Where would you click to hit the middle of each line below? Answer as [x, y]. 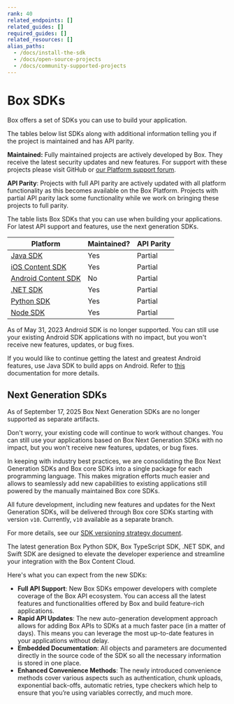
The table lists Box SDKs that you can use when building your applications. [115, 219]
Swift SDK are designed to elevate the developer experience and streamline [116, 554]
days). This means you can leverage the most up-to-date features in [116, 633]
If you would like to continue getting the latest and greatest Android [104, 358]
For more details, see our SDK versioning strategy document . [95, 533]
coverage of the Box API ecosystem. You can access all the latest [111, 596]
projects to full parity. [38, 205]
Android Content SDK [46, 278]
